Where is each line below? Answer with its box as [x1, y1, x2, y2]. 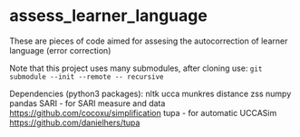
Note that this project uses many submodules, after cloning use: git [9, 63, 263, 73]
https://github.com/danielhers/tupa [9, 117, 140, 128]
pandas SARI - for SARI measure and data [9, 97, 166, 109]
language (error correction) [9, 44, 111, 55]
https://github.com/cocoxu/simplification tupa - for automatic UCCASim [9, 107, 277, 118]
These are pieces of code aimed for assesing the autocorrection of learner [9, 35, 288, 46]
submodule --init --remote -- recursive [9, 72, 165, 82]
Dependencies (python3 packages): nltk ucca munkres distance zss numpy [9, 88, 292, 99]
